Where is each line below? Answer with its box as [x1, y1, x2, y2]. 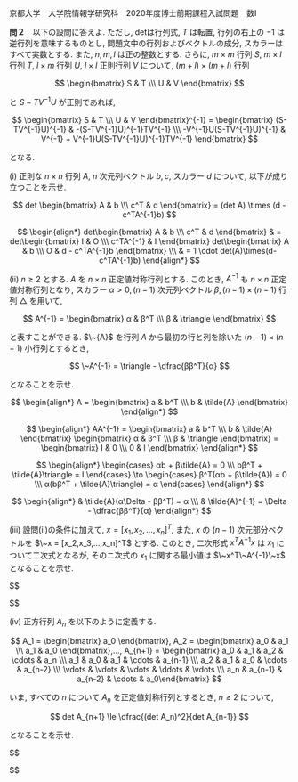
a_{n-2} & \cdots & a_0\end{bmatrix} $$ [77, 673, 222, 684]
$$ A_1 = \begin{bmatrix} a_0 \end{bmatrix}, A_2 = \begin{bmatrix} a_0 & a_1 [10, 635, 289, 646]
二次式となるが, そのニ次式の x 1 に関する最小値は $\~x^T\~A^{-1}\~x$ [32, 550, 286, 563]
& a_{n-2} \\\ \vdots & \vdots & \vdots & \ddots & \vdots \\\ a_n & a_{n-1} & [16, 664, 283, 674]
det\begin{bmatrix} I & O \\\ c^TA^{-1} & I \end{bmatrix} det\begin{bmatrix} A [9, 235, 290, 247]
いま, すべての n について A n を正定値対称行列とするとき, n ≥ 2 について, [9, 691, 274, 705]
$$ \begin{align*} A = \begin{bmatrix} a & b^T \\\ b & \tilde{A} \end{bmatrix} [10, 397, 289, 408]
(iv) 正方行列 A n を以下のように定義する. [9, 616, 157, 629]
